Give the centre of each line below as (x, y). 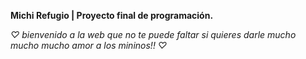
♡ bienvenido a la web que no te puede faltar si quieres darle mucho (153, 34)
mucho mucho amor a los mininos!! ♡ (89, 45)
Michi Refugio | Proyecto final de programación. (112, 15)
